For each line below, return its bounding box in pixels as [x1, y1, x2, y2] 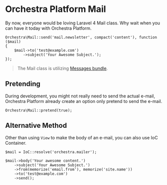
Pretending [5, 80, 41, 88]
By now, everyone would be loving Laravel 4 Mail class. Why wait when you [5, 20, 161, 26]
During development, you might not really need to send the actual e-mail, [5, 93, 156, 99]
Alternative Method [5, 121, 67, 130]
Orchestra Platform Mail [5, 3, 106, 15]
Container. [5, 140, 26, 146]
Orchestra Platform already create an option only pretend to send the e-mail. [5, 98, 163, 104]
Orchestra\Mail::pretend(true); [5, 108, 72, 113]
